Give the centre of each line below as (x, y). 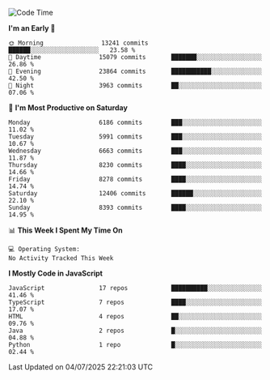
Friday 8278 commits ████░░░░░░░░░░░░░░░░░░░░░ (135, 179)
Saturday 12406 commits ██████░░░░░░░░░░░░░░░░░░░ (135, 194)
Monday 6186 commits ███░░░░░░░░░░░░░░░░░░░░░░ (135, 122)
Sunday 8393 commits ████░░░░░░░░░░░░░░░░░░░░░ (135, 207)
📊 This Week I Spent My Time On (65, 230)
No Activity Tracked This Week (61, 258)
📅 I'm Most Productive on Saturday (68, 108)
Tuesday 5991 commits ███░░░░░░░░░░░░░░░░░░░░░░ (135, 137)
